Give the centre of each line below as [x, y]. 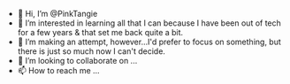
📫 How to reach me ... [58, 70]
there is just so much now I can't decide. [92, 51]
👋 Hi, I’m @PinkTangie [57, 14]
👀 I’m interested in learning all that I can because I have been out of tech [149, 23]
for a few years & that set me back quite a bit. [100, 32]
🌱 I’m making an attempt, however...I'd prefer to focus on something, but [149, 42]
